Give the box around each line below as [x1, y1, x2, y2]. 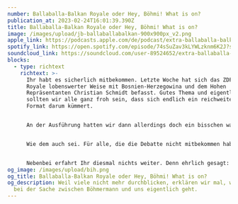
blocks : [7, 57, 30, 64]
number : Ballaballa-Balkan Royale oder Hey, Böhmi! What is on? [7, 10, 201, 18]
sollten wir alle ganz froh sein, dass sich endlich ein [25, 96, 198, 103]
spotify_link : [7, 43, 50, 50]
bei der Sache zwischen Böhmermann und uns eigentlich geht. [13, 186, 198, 193]
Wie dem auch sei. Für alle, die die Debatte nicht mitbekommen [25, 140, 220, 147]
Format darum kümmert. [25, 103, 93, 110]
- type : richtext [13, 63, 65, 70]
